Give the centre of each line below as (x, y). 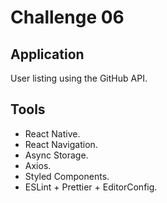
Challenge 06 (67, 17)
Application (47, 54)
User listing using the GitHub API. (79, 78)
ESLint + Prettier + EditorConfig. (91, 187)
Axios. (38, 165)
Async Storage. (56, 155)
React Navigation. (61, 144)
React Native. (52, 133)
